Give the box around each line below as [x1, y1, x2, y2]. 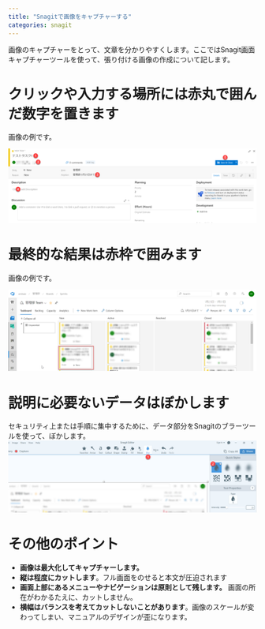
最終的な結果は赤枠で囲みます [8, 245, 203, 264]
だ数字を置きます [8, 105, 120, 122]
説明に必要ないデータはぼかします [8, 394, 230, 412]
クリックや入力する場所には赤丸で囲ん [8, 85, 258, 103]
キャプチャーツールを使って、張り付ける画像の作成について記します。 [8, 54, 235, 64]
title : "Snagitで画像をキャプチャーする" [8, 13, 132, 21]
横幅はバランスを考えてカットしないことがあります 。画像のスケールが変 [19, 602, 255, 612]
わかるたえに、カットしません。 [33, 592, 137, 601]
